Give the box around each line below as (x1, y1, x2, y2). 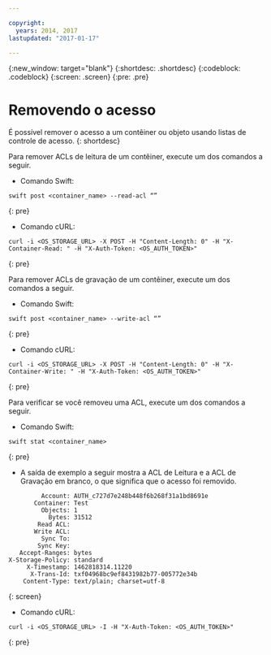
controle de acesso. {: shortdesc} (8, 136, 120, 146)
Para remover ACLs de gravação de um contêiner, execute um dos (8, 275, 230, 284)
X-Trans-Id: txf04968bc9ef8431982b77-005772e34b (29, 570, 198, 579)
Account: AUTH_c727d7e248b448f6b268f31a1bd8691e (41, 492, 209, 501)
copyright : (8, 19, 45, 27)
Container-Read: (8, 245, 63, 253)
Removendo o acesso (8, 101, 157, 119)
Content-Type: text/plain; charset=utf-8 (23, 578, 165, 586)
